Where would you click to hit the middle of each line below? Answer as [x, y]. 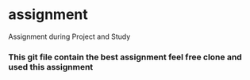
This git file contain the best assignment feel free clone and [125, 57]
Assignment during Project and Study [69, 36]
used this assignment [51, 67]
